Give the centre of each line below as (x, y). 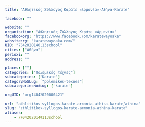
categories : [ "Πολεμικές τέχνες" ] (40, 72)
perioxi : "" (17, 54)
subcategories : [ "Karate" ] (32, 77)
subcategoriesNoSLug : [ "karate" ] (39, 86)
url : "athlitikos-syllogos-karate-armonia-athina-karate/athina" (73, 104)
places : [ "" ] (18, 68)
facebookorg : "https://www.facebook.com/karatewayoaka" (63, 36)
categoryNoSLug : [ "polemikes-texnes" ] (44, 82)
